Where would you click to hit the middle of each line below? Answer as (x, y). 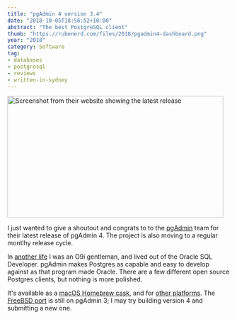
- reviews (22, 73)
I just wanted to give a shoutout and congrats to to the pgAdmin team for (113, 228)
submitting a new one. (40, 308)
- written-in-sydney (38, 80)
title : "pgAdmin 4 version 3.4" (55, 14)
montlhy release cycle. (40, 243)
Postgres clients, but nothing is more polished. (75, 279)
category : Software (36, 47)
